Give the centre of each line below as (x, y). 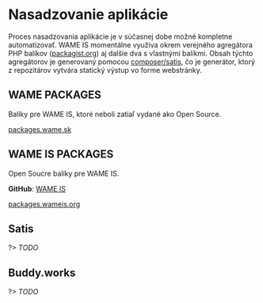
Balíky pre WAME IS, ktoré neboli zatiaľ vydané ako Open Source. (115, 114)
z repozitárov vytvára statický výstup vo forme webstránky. (105, 70)
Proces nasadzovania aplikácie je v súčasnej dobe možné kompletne (120, 36)
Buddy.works (42, 273)
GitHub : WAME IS (37, 188)
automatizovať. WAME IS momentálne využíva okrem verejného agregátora (131, 44)
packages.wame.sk (40, 129)
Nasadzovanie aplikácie (88, 15)
